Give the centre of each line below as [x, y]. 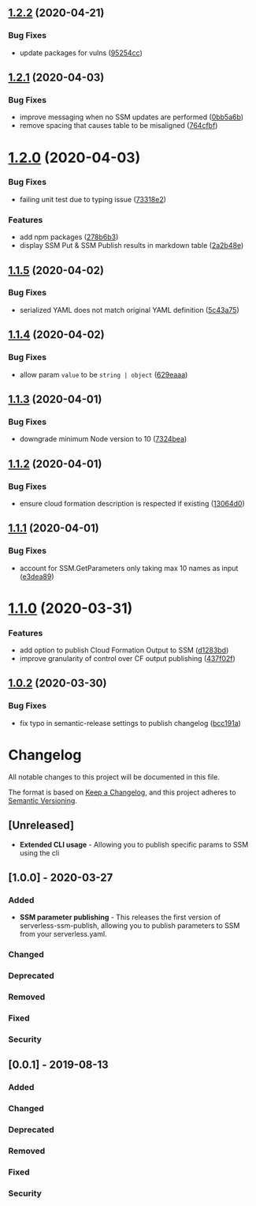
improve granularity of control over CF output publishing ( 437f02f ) [128, 659]
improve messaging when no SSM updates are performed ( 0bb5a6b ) [132, 117]
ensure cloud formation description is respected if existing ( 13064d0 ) [132, 503]
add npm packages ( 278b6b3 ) [69, 237]
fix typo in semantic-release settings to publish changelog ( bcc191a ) [130, 723]
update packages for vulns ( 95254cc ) [81, 53]
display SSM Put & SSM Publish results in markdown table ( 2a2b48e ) [132, 246]
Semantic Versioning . [43, 800]
